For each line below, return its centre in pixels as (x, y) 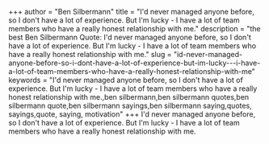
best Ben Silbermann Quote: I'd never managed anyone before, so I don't (130, 37)
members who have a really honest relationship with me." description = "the (134, 29)
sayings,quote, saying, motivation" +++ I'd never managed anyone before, (132, 114)
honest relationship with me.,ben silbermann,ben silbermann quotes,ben (129, 97)
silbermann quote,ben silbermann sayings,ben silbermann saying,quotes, (130, 105)
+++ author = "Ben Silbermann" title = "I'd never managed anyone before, (131, 12)
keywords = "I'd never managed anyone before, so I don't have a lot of (126, 80)
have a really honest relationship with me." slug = (90, 54)
